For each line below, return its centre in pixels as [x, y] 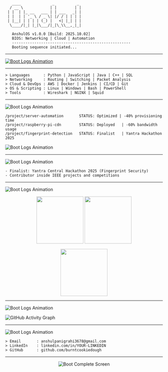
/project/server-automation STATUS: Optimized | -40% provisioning [84, 116]
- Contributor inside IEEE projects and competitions [62, 175]
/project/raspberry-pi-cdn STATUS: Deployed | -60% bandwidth [81, 125]
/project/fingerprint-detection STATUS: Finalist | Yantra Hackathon [84, 134]
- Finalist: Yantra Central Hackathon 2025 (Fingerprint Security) [77, 171]
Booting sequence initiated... [44, 47]
